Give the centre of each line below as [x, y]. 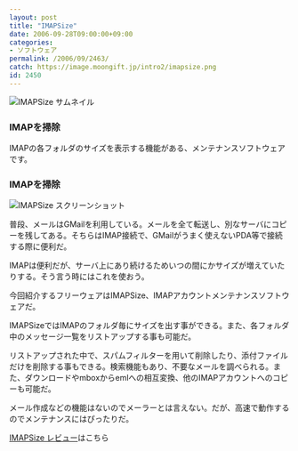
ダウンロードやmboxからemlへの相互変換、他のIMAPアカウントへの [149, 378]
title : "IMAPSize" [43, 26]
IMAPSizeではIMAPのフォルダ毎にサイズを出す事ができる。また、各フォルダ [149, 326]
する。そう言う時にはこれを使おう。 [83, 277]
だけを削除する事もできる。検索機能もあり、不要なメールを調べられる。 [141, 366]
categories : [31, 42]
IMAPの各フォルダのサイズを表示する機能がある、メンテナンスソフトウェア [148, 149]
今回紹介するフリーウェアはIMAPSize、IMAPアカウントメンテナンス [134, 295]
